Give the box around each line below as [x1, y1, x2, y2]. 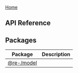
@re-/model [7, 59, 37, 66]
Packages [5, 36, 36, 44]
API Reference [5, 19, 51, 27]
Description [41, 51, 70, 58]
